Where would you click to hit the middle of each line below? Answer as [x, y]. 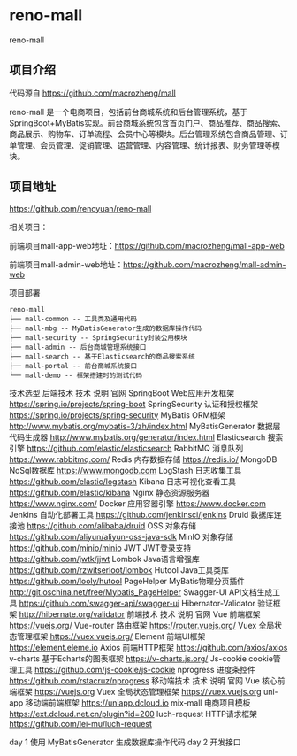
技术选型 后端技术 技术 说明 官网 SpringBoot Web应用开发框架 [122, 393]
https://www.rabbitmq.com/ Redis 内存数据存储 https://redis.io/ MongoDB [143, 459]
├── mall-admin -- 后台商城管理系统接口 [78, 347]
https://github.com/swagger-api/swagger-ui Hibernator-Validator [137, 603]
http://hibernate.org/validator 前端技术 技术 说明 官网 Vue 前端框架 [140, 614]
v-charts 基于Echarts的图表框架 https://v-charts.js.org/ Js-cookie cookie [141, 658]
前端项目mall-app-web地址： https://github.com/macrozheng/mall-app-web [147, 245]
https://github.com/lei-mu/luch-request [81, 723]
